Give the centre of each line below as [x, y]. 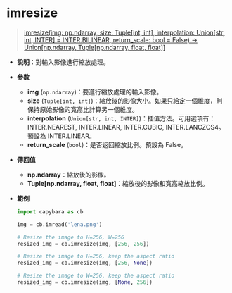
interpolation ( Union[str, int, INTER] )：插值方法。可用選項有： [121, 118]
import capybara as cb [50, 212]
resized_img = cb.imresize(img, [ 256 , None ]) [84, 263]
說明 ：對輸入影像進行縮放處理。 [63, 62]
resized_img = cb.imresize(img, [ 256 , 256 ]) [83, 244]
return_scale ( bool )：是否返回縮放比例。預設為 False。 [107, 144]
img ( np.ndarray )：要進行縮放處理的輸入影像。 [95, 92]
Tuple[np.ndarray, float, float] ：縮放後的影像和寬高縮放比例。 [118, 183]
